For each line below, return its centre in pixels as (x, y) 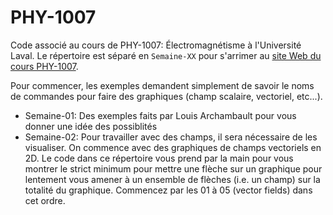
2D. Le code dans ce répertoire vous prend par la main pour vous (159, 158)
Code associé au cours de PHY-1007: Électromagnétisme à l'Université (156, 45)
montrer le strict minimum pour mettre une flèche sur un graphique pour (173, 168)
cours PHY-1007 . (44, 66)
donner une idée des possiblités (91, 126)
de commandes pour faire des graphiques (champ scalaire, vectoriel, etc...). (166, 96)
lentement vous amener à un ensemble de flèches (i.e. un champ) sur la (172, 179)
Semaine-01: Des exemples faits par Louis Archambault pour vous (160, 115)
